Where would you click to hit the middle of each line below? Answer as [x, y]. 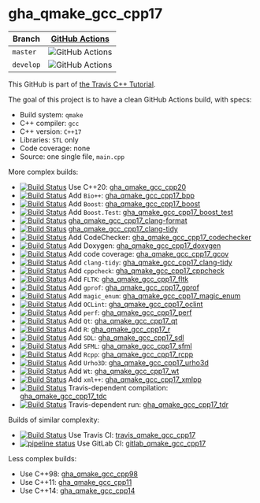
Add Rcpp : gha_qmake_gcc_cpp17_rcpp [131, 354]
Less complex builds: [43, 458]
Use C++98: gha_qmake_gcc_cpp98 [78, 474]
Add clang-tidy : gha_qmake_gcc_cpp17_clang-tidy [150, 262]
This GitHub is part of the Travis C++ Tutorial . [82, 84]
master [24, 52]
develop [26, 65]
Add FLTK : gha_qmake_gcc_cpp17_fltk [128, 279]
